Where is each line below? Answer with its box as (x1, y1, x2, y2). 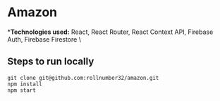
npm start (7, 86, 37, 94)
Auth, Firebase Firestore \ (7, 35, 81, 43)
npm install (7, 81, 42, 88)
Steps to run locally (7, 56, 94, 68)
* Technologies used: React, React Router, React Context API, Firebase (7, 28, 214, 36)
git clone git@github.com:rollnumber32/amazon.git (7, 74, 159, 81)
